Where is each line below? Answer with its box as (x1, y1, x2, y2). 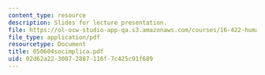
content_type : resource (8, 11, 87, 20)
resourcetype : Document (8, 41, 87, 48)
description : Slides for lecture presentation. (8, 19, 168, 27)
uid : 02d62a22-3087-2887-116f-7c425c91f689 (8, 55, 154, 63)
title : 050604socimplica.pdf (8, 48, 104, 55)
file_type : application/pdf (8, 33, 101, 41)
